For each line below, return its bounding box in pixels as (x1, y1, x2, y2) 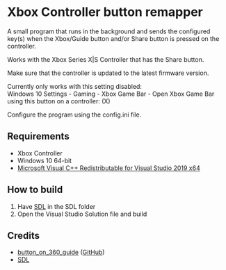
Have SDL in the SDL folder (17, 202, 96, 210)
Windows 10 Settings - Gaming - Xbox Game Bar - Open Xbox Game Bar (7, 90, 215, 98)
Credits (7, 230, 40, 242)
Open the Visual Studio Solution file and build (17, 210, 147, 218)
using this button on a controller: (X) (7, 96, 111, 105)
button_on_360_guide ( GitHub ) (17, 248, 105, 257)
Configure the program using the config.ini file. (7, 110, 142, 119)
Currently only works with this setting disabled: (7, 82, 143, 90)
